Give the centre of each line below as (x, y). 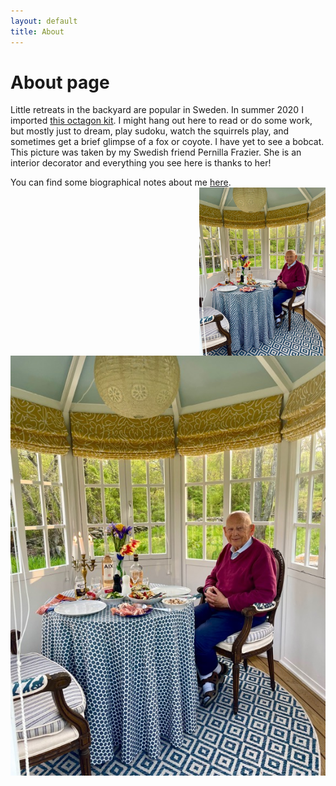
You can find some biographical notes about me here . (121, 182)
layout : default (44, 21)
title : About (37, 31)
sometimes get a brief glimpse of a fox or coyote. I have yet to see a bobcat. (167, 142)
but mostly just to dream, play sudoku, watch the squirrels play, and (150, 131)
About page (60, 82)
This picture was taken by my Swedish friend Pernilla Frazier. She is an (156, 152)
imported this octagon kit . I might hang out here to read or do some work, (161, 121)
